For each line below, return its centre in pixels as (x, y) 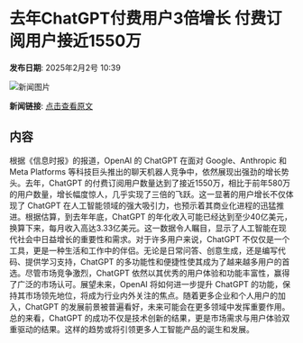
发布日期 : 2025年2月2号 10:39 (65, 68)
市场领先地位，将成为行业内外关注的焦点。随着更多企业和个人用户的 (151, 295)
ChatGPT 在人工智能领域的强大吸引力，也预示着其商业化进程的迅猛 (151, 205)
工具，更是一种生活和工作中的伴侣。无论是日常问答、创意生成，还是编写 (143, 250)
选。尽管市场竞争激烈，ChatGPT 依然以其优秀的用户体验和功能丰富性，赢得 (150, 273)
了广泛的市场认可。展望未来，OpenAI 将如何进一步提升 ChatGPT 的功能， (146, 284)
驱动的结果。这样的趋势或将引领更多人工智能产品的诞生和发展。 (135, 329)
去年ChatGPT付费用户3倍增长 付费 (138, 18)
